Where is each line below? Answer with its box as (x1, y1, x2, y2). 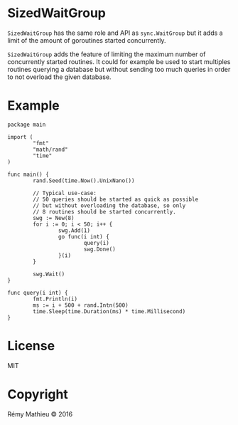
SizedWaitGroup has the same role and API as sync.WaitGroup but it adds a (7, 28, 223, 37)
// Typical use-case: (33, 189, 97, 196)
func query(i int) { (7, 289, 69, 296)
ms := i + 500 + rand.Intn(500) (33, 301, 129, 309)
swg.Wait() (33, 271, 65, 278)
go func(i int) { (58, 233, 110, 240)
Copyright (7, 387, 69, 402)
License (7, 338, 55, 354)
